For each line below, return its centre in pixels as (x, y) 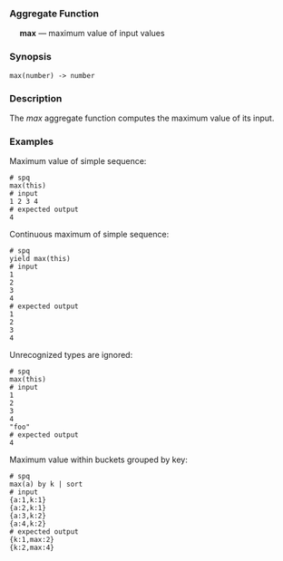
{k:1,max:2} (32, 540)
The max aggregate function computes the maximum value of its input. (142, 118)
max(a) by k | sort (46, 484)
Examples (32, 141)
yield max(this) (40, 259)
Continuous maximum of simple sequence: (89, 235)
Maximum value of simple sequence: (78, 161)
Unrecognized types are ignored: (71, 355)
